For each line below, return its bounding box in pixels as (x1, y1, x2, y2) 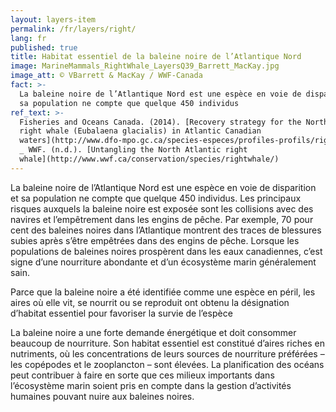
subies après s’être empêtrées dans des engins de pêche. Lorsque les (10, 234, 300, 246)
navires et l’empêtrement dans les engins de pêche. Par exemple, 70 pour (10, 213, 314, 225)
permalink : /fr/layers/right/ (10, 24, 137, 34)
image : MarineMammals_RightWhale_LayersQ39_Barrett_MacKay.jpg (10, 61, 280, 71)
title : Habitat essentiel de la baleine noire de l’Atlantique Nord (10, 52, 302, 62)
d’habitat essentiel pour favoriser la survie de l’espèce (10, 307, 233, 319)
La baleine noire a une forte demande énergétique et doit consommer (10, 326, 297, 338)
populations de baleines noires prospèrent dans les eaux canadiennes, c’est (10, 245, 323, 257)
